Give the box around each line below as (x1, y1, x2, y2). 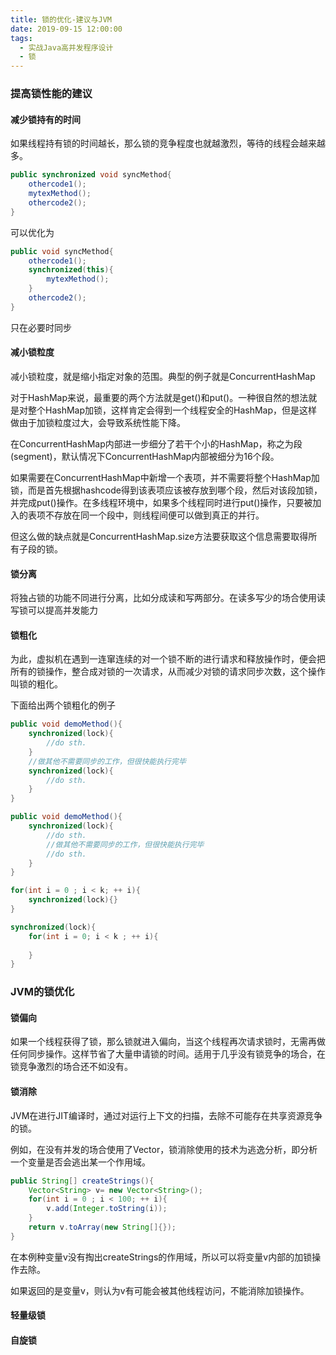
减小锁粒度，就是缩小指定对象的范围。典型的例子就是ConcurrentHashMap (10, 370, 316, 382)
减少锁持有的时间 (10, 113, 81, 125)
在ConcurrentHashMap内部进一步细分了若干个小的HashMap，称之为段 (10, 437, 303, 450)
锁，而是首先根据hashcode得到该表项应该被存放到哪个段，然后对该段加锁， (10, 484, 323, 496)
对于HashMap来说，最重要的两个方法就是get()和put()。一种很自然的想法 (10, 391, 309, 403)
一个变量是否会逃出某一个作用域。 (10, 1156, 151, 1168)
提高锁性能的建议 (10, 87, 93, 101)
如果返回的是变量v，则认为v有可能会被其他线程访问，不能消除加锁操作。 (10, 1284, 310, 1296)
